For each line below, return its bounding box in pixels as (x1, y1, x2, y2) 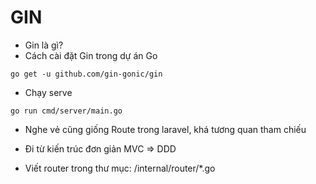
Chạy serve (24, 86, 73, 98)
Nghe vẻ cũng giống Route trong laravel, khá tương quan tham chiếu (24, 123, 307, 135)
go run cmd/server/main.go (10, 106, 123, 116)
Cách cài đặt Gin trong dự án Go (24, 49, 158, 61)
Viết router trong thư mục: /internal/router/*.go (24, 162, 216, 174)
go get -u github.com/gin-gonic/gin (10, 69, 163, 79)
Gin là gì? (24, 39, 64, 51)
